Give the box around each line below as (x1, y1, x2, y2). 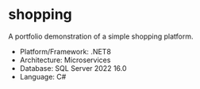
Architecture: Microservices (19, 55, 111, 65)
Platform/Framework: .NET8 (19, 46, 111, 56)
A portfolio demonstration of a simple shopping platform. (8, 32, 194, 41)
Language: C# (19, 72, 67, 81)
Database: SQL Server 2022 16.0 (19, 63, 127, 72)
